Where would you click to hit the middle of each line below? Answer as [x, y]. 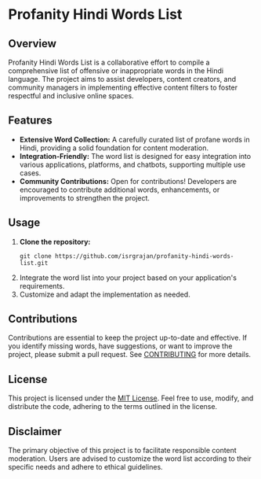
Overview [33, 44]
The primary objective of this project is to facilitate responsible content [122, 451]
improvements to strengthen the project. [85, 197]
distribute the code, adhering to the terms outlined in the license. [113, 407]
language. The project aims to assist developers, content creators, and [122, 79]
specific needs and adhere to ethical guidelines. [85, 467]
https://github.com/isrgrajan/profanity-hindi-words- [144, 256]
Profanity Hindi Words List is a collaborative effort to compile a [109, 62]
